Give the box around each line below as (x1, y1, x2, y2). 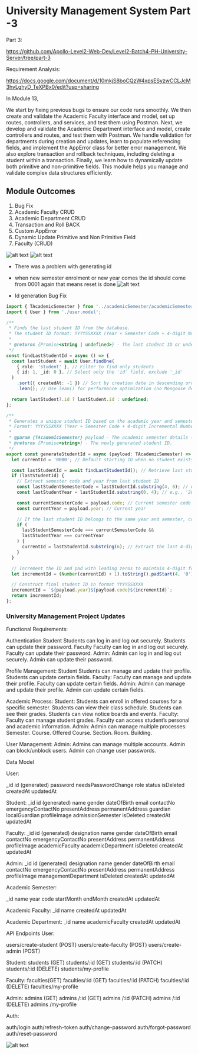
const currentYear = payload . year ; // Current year (16, 505, 146, 512)
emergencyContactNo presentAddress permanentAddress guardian (6, 805, 171, 812)
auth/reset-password (6, 1030, 58, 1037)
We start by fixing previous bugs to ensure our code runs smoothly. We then (6, 106, 192, 113)
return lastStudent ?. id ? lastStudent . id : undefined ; (11, 396, 149, 402)
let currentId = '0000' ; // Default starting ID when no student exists (11, 457, 194, 462)
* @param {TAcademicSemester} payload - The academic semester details (8, 435, 189, 441)
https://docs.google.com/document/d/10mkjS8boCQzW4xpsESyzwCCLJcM (6, 77, 191, 84)
